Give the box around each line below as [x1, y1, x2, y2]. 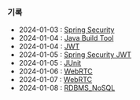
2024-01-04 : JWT [18, 41, 80, 52]
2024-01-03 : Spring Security [18, 25, 115, 34]
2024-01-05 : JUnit [18, 59, 82, 68]
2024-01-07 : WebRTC [18, 75, 93, 84]
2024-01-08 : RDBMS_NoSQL [18, 84, 116, 93]
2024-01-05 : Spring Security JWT [18, 50, 131, 59]
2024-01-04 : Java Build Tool [18, 34, 114, 43]
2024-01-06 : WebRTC [18, 66, 94, 76]
